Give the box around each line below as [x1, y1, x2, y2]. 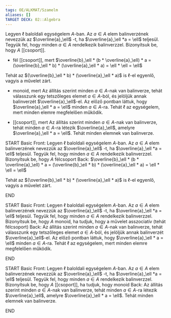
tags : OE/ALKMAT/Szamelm [5, 7, 58, 13]
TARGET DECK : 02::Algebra [5, 17, 60, 22]
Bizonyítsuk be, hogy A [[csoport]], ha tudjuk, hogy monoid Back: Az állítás [5, 282, 163, 288]
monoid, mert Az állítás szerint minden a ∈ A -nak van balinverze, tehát [12, 88, 162, 94]
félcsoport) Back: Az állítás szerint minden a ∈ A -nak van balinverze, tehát [5, 224, 163, 230]
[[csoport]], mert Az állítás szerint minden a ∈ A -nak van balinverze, [12, 119, 158, 126]
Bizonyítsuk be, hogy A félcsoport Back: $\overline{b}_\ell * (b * [5, 156, 139, 162]
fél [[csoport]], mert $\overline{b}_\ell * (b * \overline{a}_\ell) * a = [12, 57, 152, 63]
